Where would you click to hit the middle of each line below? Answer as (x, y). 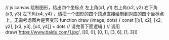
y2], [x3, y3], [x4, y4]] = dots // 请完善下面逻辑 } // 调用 (63, 26)
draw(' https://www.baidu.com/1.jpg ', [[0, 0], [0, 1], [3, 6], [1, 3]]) (72, 32)
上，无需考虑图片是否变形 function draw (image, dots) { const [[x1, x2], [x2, (84, 20)
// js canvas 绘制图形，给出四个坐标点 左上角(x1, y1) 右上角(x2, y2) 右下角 (81, 7)
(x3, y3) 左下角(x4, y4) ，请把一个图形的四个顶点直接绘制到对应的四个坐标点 (85, 14)
